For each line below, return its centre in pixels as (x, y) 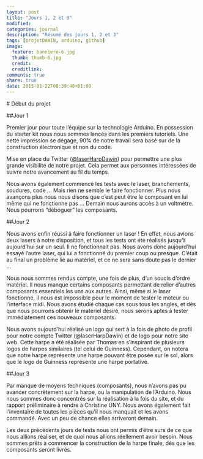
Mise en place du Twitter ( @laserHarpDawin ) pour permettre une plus (94, 159)
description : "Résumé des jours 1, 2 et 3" (63, 35)
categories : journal (33, 29)
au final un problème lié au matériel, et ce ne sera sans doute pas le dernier (102, 260)
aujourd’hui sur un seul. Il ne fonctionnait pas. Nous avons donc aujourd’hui (101, 247)
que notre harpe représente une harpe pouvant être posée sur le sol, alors (100, 355)
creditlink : (27, 69)
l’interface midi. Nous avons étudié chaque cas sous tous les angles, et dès (101, 304)
